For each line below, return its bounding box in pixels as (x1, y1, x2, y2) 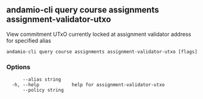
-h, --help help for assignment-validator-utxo (12, 82, 165, 88)
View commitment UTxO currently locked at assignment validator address (6, 30, 191, 38)
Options (6, 63, 30, 71)
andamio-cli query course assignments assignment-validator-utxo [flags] (6, 49, 198, 55)
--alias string (22, 77, 62, 83)
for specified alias (6, 36, 52, 44)
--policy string (22, 87, 64, 94)
